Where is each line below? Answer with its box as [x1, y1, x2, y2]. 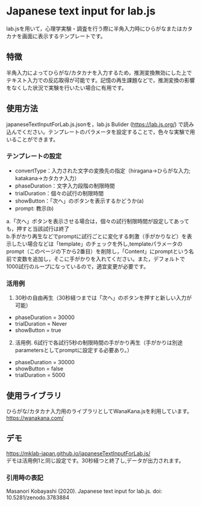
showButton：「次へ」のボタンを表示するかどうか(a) [14, 197, 144, 204]
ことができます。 [16, 136, 59, 143]
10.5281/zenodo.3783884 [6, 494, 70, 501]
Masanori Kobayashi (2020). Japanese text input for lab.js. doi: [6, 487, 162, 495]
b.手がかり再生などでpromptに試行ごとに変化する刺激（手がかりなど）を [6, 232, 187, 239]
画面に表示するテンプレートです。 [22, 32, 107, 40]
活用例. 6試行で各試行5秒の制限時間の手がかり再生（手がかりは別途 [14, 339, 183, 346]
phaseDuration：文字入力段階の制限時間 [14, 182, 116, 189]
